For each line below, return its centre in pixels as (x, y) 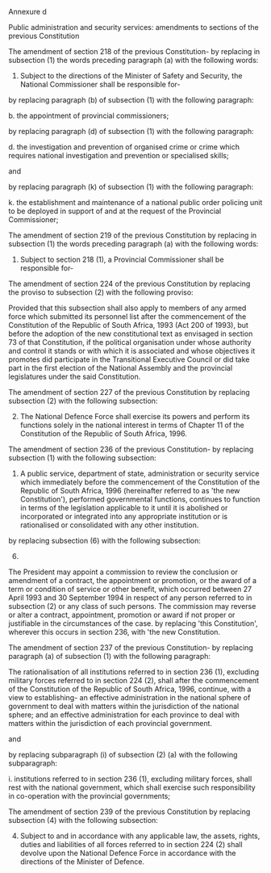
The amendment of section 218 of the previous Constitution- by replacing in (134, 51)
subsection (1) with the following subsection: (83, 458)
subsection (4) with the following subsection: (83, 820)
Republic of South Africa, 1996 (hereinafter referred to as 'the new (130, 491)
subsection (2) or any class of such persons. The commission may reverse (132, 606)
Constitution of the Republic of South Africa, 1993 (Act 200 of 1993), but (128, 325)
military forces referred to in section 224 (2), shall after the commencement (134, 680)
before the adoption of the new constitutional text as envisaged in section (131, 334)
